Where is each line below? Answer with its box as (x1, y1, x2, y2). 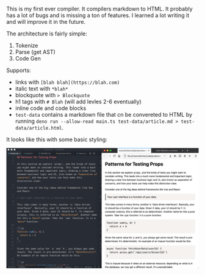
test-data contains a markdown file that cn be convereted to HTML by (15, 111, 193, 118)
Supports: (6, 67, 32, 74)
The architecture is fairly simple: (6, 30, 87, 37)
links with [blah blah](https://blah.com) (15, 79, 120, 86)
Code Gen (15, 55, 41, 62)
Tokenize (15, 42, 38, 49)
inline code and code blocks (15, 105, 87, 112)
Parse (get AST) (15, 48, 56, 56)
